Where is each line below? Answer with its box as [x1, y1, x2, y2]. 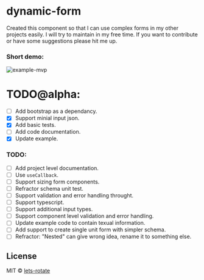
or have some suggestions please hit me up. [6, 37, 118, 44]
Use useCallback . [15, 171, 59, 179]
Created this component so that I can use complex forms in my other [6, 24, 179, 32]
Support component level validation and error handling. [15, 213, 154, 220]
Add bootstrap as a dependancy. [15, 108, 97, 115]
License [6, 251, 37, 261]
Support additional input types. [15, 205, 93, 213]
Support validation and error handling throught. [15, 192, 134, 199]
